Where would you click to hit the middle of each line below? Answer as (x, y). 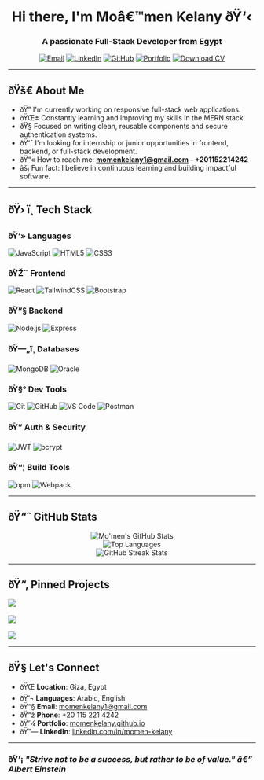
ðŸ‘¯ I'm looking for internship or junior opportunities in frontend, (124, 143)
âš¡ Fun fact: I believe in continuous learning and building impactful (128, 168)
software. (35, 176)
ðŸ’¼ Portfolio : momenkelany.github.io (82, 723)
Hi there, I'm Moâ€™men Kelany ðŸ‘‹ (132, 17)
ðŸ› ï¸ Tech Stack (50, 210)
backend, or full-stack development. (78, 151)
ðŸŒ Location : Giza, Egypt (63, 687)
